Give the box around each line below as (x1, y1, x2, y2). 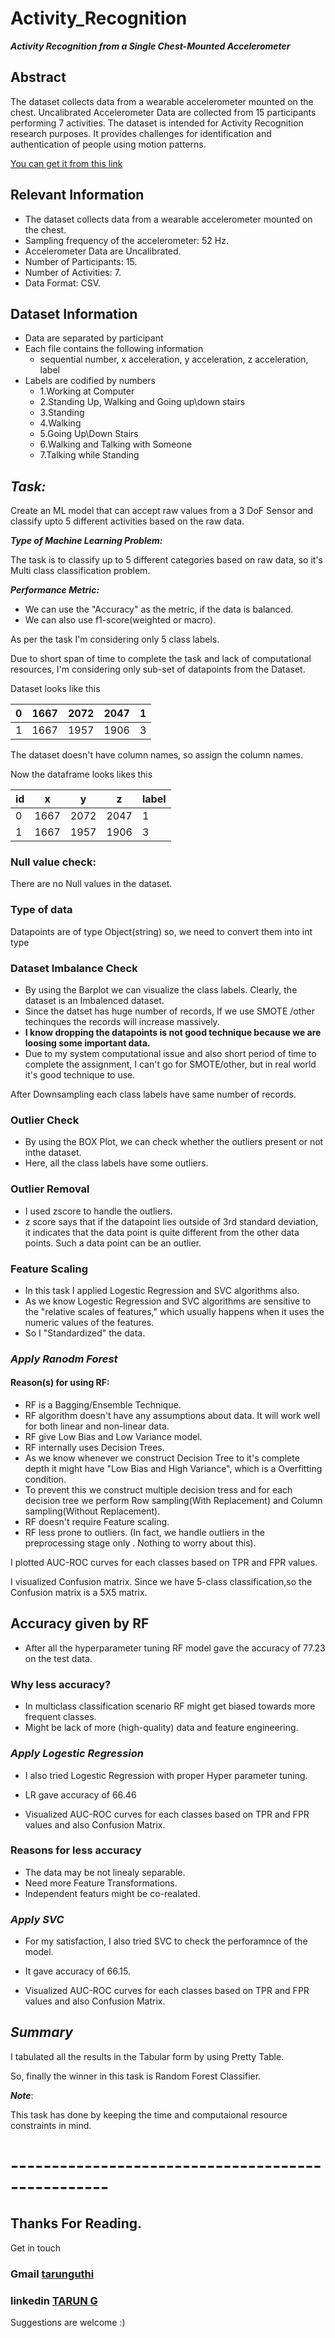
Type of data (10, 903, 73, 917)
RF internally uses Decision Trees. (24, 1442, 165, 1454)
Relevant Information (10, 187, 145, 204)
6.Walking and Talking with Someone (39, 438, 193, 451)
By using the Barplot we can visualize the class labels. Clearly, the (24, 984, 298, 996)
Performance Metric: (10, 584, 100, 596)
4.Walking (39, 417, 82, 429)
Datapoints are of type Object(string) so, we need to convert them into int (10, 925, 313, 937)
